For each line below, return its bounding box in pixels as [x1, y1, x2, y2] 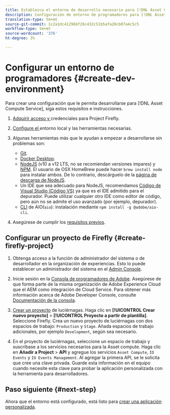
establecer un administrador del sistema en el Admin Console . [12, 266, 143, 272]
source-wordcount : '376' [5, 31, 58, 36]
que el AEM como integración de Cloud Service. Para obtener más [12, 286, 151, 293]
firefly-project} [5, 241, 54, 251]
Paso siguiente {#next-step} [5, 385, 97, 394]
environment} [5, 84, 65, 95]
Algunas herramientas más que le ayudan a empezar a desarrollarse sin [12, 135, 162, 141]
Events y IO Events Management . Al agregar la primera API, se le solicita [12, 354, 160, 360]
